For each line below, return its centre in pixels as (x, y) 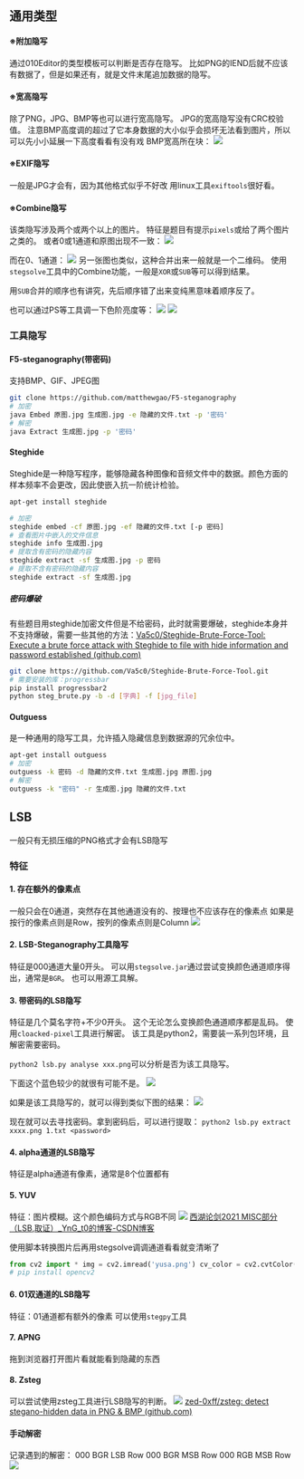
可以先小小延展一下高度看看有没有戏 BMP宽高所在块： (110, 141)
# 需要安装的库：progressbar (60, 679)
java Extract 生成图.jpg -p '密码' (73, 432)
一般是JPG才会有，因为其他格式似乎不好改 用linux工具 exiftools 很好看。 (144, 185)
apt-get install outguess (58, 755)
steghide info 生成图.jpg (56, 543)
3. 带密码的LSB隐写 (45, 1000)
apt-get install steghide (58, 502)
